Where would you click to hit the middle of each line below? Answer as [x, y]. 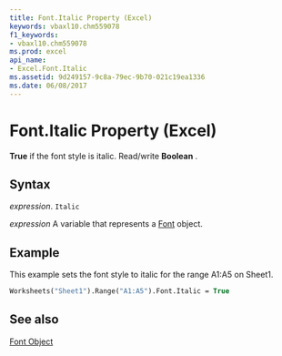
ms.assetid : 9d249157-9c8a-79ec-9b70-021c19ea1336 [107, 77]
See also [34, 320]
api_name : [28, 60]
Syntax [30, 184]
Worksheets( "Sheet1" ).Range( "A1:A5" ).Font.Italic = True [120, 291]
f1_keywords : [34, 35]
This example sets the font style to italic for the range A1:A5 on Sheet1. [141, 275]
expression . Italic [45, 207]
